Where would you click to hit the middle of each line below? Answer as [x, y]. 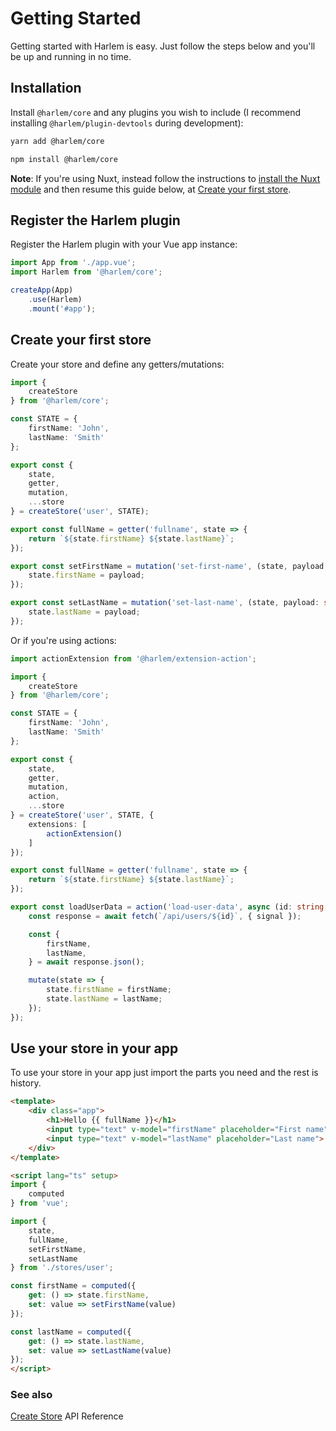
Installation [46, 88]
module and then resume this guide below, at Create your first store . [151, 189]
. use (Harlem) [55, 299]
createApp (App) [42, 290]
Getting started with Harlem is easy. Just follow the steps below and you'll [163, 46]
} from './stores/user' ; [62, 1268]
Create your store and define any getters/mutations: [117, 364]
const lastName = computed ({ [71, 1332]
